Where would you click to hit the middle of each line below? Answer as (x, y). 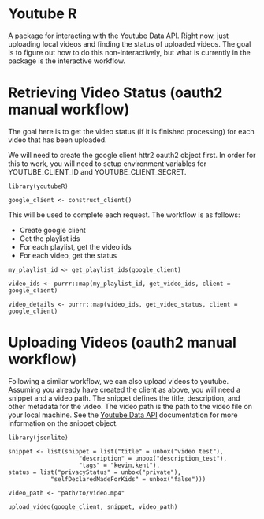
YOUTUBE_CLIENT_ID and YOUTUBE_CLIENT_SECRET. (97, 171)
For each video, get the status (68, 255)
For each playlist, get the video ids (75, 246)
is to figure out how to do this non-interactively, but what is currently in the (129, 52)
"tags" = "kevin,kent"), (119, 465)
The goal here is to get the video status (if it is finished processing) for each (131, 131)
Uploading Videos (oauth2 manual (122, 342)
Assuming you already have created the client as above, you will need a (125, 389)
